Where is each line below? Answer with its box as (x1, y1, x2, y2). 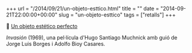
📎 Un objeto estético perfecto (6, 23, 78, 29)
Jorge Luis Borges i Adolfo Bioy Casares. (6, 41, 105, 47)
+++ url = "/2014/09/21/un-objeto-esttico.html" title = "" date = (6, 5, 160, 12)
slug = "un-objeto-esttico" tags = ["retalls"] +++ (58, 11, 176, 18)
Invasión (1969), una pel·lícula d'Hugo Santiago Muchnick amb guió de (6, 34, 178, 41)
